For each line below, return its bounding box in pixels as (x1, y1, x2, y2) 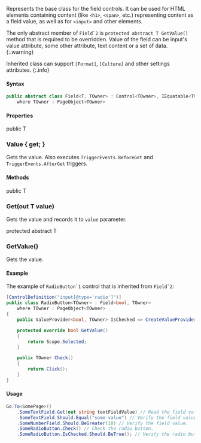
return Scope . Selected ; (28, 338, 87, 345)
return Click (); (28, 366, 68, 372)
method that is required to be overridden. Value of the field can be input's (6, 36, 187, 43)
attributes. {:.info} (6, 66, 50, 74)
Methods (6, 174, 29, 181)
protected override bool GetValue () (17, 327, 109, 333)
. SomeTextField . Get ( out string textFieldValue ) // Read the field (17, 409, 186, 415)
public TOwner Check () (17, 355, 74, 361)
